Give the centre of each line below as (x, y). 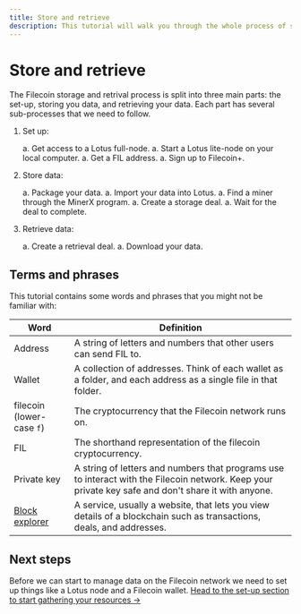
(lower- (30, 417)
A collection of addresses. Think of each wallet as (179, 369)
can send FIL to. (107, 354)
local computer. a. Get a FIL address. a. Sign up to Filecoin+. (133, 158)
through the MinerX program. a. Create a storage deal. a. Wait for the (150, 202)
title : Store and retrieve (60, 17)
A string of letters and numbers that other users (174, 343)
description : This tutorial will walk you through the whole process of (148, 26)
